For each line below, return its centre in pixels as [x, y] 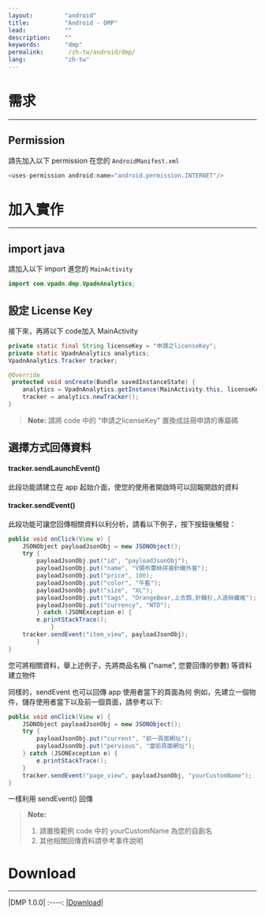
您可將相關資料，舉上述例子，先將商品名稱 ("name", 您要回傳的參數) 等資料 [130, 665]
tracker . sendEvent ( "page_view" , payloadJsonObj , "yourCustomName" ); [137, 775]
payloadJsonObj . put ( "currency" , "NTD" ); [104, 605]
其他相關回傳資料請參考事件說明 [91, 841]
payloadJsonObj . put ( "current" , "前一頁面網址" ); [114, 739]
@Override [24, 375]
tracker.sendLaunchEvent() [54, 468]
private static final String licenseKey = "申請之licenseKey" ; [112, 346]
